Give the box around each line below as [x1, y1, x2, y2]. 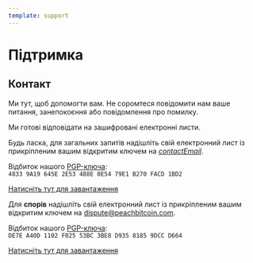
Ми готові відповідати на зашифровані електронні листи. [8, 122, 201, 132]
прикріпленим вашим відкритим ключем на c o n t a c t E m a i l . [8, 146, 204, 156]
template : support [8, 11, 69, 20]
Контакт [8, 77, 52, 91]
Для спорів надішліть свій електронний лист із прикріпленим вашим [8, 199, 242, 209]
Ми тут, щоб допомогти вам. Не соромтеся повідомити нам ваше [8, 99, 231, 108]
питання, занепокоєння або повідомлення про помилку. [8, 106, 198, 116]
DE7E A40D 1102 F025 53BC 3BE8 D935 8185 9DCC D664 [8, 231, 182, 239]
